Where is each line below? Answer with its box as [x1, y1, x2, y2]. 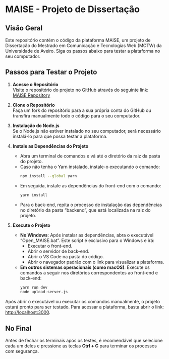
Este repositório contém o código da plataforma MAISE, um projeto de [5, 37, 151, 43]
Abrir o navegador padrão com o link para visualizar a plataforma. [27, 259, 164, 265]
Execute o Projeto [12, 222, 50, 228]
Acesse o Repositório [12, 81, 59, 87]
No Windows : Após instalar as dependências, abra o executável [20, 232, 154, 238]
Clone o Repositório [12, 102, 55, 108]
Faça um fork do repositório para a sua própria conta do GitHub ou [12, 107, 151, 113]
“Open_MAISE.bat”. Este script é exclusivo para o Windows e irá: [20, 237, 155, 244]
